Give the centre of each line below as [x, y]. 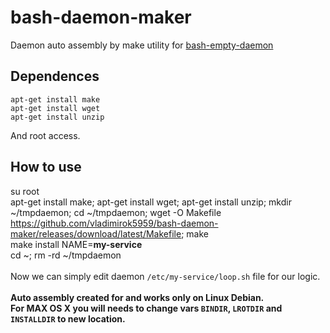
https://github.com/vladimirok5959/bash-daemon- [114, 223]
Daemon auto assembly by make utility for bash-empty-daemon [142, 45]
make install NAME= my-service [76, 244]
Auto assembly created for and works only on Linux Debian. [137, 297]
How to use [46, 167]
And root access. [45, 135]
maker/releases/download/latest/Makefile [96, 233]
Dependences [55, 76]
